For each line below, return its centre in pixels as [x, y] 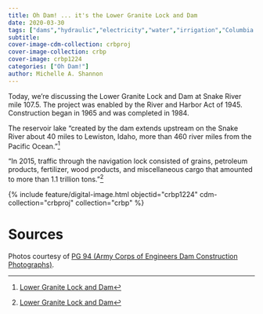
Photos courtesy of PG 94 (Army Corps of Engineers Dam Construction [123, 256]
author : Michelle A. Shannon [56, 74]
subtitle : [24, 37]
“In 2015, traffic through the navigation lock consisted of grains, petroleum [128, 161]
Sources [36, 234]
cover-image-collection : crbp [58, 52]
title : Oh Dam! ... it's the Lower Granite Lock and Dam [103, 15]
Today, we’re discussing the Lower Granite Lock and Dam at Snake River [125, 96]
